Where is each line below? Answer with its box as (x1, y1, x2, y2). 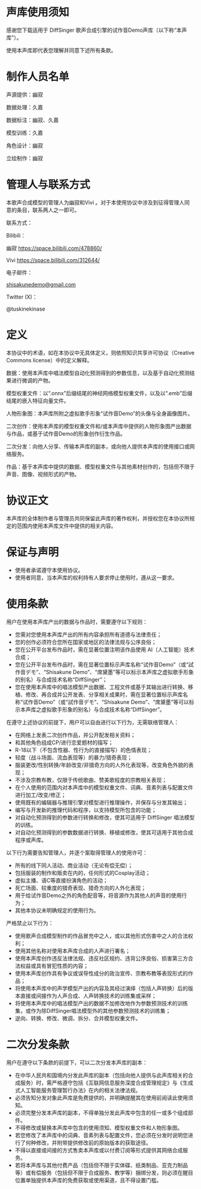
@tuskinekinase (6, 305, 46, 312)
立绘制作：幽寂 (6, 154, 43, 162)
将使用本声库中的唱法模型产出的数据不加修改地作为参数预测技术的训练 (14, 1000, 188, 1007)
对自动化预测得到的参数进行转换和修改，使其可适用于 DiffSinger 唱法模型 (14, 814, 195, 821)
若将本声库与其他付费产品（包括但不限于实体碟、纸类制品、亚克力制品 (14, 1161, 188, 1169)
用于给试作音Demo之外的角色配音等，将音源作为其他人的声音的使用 (14, 892, 182, 899)
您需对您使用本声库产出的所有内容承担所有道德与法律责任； (14, 631, 162, 638)
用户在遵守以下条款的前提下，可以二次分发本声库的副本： (6, 1059, 148, 1066)
